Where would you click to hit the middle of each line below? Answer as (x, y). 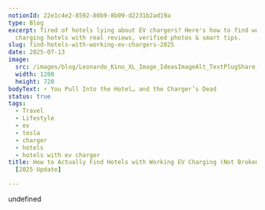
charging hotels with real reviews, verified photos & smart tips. (129, 37)
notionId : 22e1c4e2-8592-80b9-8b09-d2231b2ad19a (90, 15)
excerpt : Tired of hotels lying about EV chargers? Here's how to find (128, 30)
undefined (25, 199)
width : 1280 (35, 74)
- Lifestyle (35, 118)
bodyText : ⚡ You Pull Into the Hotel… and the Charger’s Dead (112, 89)
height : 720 (35, 81)
